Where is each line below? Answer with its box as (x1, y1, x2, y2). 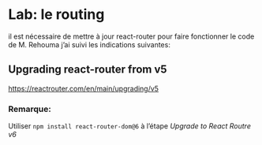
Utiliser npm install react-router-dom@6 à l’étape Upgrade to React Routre (8, 121, 251, 131)
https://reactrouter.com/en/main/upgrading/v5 (8, 84, 159, 93)
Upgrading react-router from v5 (8, 63, 167, 76)
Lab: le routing (8, 6, 105, 24)
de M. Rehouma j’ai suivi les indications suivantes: (8, 39, 171, 49)
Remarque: (8, 103, 51, 114)
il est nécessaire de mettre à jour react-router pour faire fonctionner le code (8, 32, 255, 41)
